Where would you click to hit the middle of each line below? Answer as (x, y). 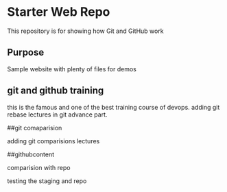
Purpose (26, 52)
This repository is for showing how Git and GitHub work (85, 31)
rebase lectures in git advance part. (57, 115)
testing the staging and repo (47, 181)
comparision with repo (39, 167)
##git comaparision (35, 128)
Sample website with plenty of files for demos (72, 69)
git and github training (56, 91)
